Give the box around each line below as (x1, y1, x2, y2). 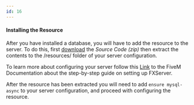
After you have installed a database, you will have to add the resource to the (6, 39, 189, 47)
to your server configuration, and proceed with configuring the (20, 87, 171, 94)
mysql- (167, 82, 183, 87)
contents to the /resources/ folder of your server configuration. (6, 52, 157, 59)
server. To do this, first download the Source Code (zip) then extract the (6, 45, 179, 52)
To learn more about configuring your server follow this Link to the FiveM (6, 63, 182, 70)
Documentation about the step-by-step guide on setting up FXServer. (6, 69, 173, 76)
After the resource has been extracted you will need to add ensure (6, 80, 165, 87)
